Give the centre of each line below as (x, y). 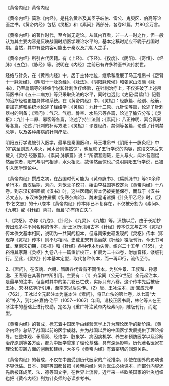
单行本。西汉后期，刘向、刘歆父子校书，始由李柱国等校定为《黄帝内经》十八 (84, 185)
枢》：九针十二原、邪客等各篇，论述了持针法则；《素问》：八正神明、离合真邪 (83, 119)
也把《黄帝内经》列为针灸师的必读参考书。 (49, 378)
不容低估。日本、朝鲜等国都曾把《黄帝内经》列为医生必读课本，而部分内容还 (84, 366)
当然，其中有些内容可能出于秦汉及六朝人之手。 (62, 48)
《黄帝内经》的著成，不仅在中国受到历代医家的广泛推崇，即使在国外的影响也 (84, 360)
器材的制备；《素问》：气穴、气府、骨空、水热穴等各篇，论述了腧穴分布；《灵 (83, 113)
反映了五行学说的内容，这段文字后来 (126, 149)
